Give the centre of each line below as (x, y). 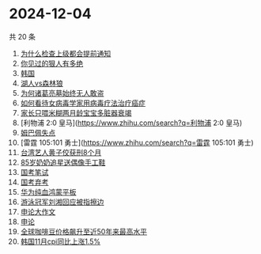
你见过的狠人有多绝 (52, 63)
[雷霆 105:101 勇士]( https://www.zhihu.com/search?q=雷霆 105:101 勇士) (137, 142)
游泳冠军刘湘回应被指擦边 (62, 202)
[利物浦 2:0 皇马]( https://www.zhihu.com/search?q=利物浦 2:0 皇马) (131, 123)
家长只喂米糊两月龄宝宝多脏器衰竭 (76, 112)
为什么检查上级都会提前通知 (66, 53)
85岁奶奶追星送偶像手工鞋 (63, 162)
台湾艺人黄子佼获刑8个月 (61, 152)
